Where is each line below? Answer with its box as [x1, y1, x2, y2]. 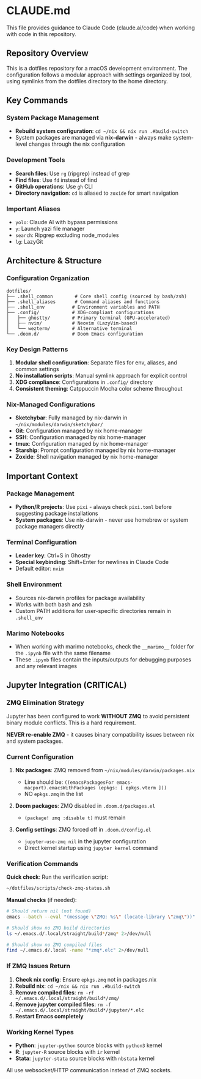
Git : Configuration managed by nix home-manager [15, 427, 142, 435]
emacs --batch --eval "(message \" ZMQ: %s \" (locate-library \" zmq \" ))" [6, 914, 196, 920]
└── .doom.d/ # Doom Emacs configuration [6, 331, 144, 337]
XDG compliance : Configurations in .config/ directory [15, 378, 153, 386]
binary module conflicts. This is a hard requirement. [6, 719, 136, 726]
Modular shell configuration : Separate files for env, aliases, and [15, 359, 177, 366]
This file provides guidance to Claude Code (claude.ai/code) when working [6, 24, 196, 31]
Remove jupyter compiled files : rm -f [15, 1001, 111, 1008]
